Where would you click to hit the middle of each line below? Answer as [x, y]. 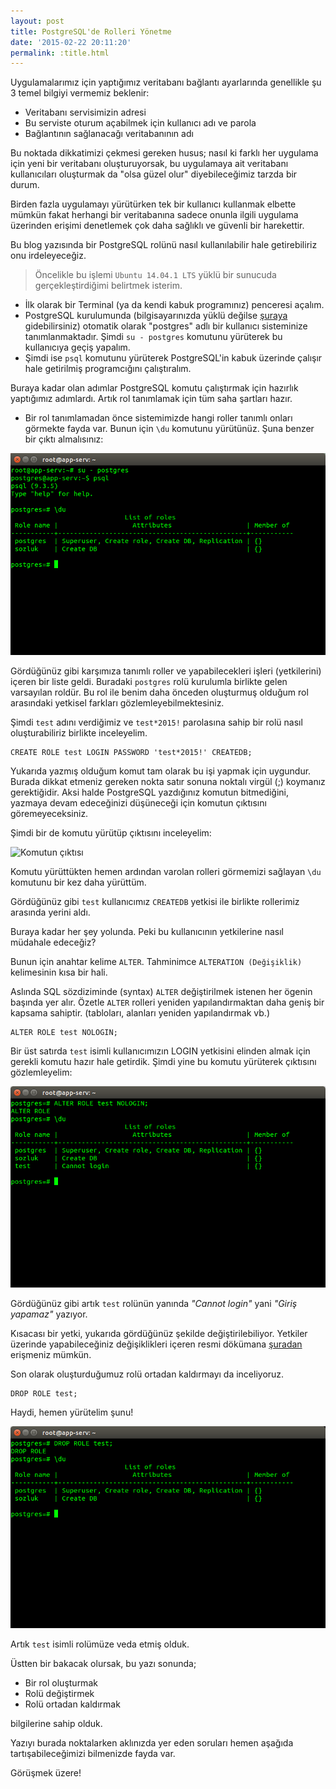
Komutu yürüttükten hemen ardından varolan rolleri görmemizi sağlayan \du [166, 871]
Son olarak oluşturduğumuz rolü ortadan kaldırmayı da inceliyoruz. [147, 1374]
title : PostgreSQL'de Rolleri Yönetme [91, 31]
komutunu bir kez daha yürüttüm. [78, 882]
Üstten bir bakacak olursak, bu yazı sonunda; [103, 1663]
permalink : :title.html [60, 53]
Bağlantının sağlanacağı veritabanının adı [109, 134]
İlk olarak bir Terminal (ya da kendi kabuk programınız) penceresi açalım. [174, 305]
